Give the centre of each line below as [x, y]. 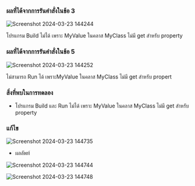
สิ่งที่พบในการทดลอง [30, 92]
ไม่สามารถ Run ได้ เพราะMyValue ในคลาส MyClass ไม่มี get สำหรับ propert [89, 77]
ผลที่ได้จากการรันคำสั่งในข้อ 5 [41, 52]
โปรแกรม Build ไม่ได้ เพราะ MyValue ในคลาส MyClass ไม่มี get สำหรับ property [94, 36]
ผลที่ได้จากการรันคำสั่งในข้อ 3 [41, 11]
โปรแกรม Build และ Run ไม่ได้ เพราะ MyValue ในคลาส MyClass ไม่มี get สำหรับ [102, 106]
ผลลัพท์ [22, 153]
